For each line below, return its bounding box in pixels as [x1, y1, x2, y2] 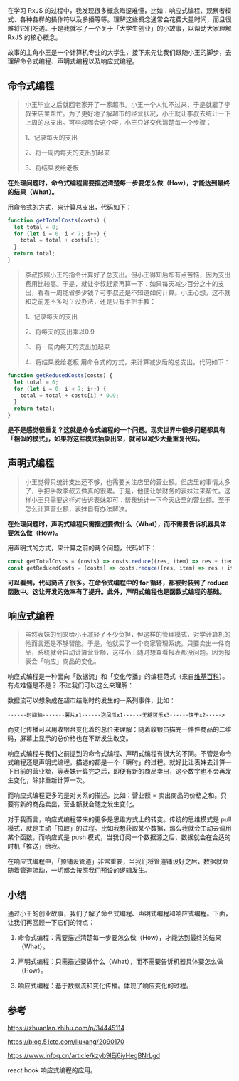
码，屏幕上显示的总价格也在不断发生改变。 [7, 734, 132, 743]
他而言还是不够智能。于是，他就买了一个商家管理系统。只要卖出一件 [24, 639, 225, 647]
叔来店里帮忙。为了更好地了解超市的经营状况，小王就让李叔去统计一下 [24, 109, 231, 118]
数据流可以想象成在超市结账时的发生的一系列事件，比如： [7, 696, 176, 705]
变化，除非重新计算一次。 [13, 776, 89, 784]
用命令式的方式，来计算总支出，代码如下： [7, 203, 132, 211]
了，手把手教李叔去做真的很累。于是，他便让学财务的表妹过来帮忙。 [24, 486, 225, 495]
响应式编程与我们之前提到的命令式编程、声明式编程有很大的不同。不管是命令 [7, 749, 232, 758]
